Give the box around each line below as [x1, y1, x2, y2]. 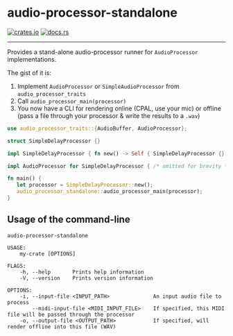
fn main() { [7, 175, 42, 182]
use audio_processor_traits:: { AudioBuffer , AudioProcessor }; [7, 125, 188, 132]
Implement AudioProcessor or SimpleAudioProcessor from [17, 82, 180, 90]
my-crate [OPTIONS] [19, 250, 76, 258]
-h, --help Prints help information [19, 269, 144, 276]
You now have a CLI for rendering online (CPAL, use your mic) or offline [17, 104, 222, 112]
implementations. [7, 55, 57, 63]
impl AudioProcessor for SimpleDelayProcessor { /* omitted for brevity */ [7, 162, 231, 169]
